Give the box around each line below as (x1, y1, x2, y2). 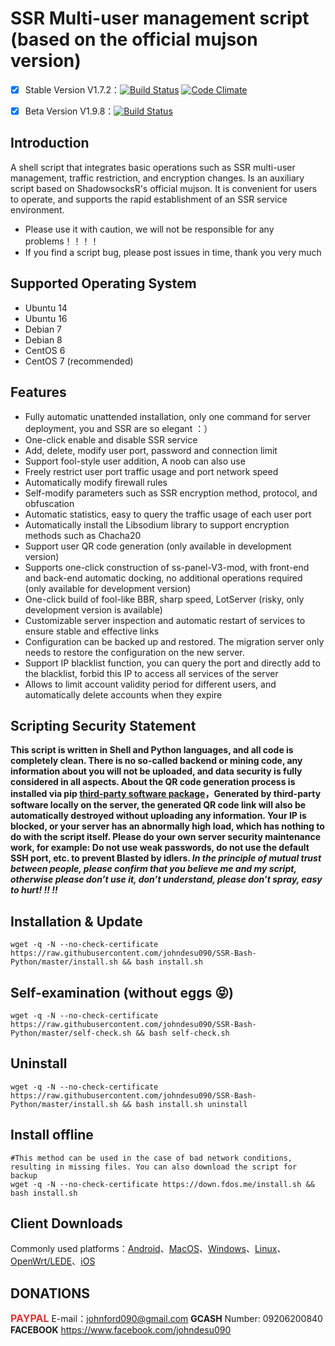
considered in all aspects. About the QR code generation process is (10, 776, 296, 788)
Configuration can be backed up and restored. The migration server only (24, 635, 325, 647)
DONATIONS (10, 1285, 91, 1302)
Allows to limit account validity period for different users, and (24, 678, 277, 690)
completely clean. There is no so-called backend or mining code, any (10, 755, 303, 767)
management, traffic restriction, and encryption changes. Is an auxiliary (10, 172, 305, 184)
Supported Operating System (10, 275, 197, 292)
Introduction (10, 135, 90, 152)
